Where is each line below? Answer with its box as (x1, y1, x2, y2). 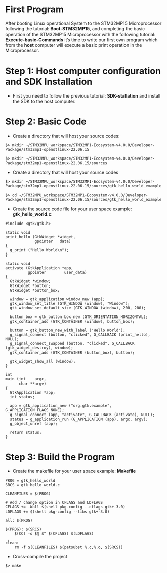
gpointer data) (34, 239, 71, 244)
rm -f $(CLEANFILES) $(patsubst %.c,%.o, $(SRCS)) (14, 545, 123, 550)
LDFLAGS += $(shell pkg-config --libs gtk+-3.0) (5, 509, 110, 514)
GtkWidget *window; (10, 278, 51, 284)
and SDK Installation (5, 76, 93, 87)
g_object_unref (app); (10, 421, 58, 426)
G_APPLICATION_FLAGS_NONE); (5, 407, 65, 412)
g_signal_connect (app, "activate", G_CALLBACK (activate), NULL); (10, 412, 155, 417)
